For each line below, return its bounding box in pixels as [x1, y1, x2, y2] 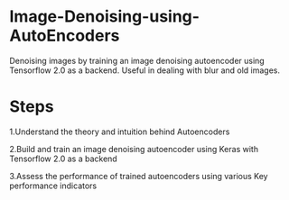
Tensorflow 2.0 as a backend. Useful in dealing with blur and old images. [9, 65, 281, 76]
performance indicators [9, 180, 98, 191]
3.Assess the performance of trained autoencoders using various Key [9, 170, 268, 181]
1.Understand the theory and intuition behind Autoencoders [9, 126, 230, 137]
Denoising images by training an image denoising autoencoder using [9, 55, 265, 66]
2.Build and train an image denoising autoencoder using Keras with [9, 143, 259, 154]
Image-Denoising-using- [9, 6, 200, 27]
